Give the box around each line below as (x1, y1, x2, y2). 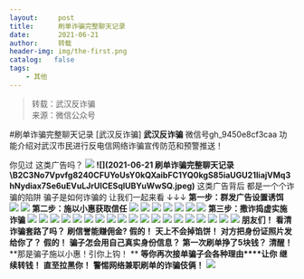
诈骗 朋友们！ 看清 (9, 214, 292, 225)
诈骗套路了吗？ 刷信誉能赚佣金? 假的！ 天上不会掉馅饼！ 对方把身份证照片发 (9, 226, 292, 236)
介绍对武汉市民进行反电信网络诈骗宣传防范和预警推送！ (16, 139, 223, 150)
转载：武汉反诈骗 (31, 98, 96, 109)
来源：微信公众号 (31, 110, 96, 120)
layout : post (9, 13, 75, 23)
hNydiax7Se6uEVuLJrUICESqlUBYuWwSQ (9, 180, 174, 191)
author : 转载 (9, 38, 72, 48)
